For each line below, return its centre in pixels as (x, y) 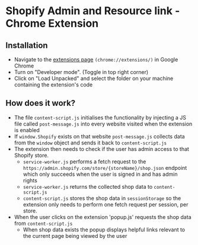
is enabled (27, 130)
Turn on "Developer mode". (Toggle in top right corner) (81, 72)
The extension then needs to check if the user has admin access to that (101, 149)
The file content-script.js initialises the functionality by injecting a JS (100, 117)
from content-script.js (43, 223)
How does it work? (41, 103)
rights (30, 180)
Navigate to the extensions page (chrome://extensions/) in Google (96, 59)
